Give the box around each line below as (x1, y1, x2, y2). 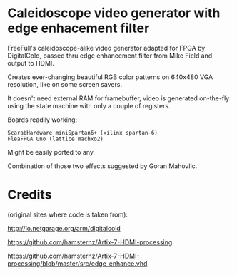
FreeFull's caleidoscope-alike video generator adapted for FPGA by (7, 43, 206, 52)
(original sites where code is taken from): (7, 210, 128, 219)
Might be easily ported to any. (7, 147, 95, 156)
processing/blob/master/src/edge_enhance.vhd (7, 259, 148, 268)
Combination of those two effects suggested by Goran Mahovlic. (7, 162, 198, 170)
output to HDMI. (7, 58, 55, 67)
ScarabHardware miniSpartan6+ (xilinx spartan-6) (7, 129, 158, 136)
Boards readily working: (7, 115, 77, 124)
